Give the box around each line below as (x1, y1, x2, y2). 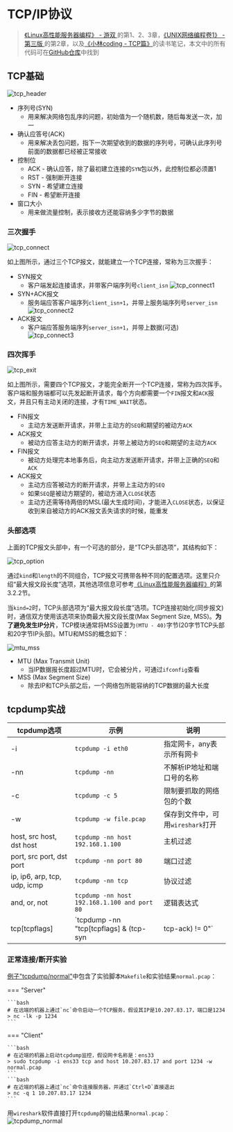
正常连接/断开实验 (7, 955, 67, 964)
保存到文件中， (163, 809, 213, 819)
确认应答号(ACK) (17, 129, 65, 138)
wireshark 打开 (170, 820, 217, 830)
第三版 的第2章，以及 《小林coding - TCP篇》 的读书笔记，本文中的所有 (24, 39, 226, 47)
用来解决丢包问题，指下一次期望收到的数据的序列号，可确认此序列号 (27, 138, 223, 147)
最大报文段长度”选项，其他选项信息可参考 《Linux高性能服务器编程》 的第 (16, 580, 223, 588)
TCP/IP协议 (7, 6, 73, 22)
